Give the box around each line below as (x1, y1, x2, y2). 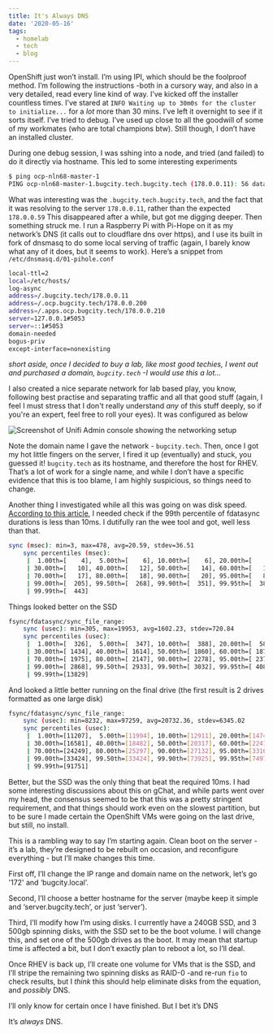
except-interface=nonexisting (8, 344, 111, 353)
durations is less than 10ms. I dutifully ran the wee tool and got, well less (8, 517, 250, 527)
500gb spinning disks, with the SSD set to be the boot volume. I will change (8, 926, 262, 936)
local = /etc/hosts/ (8, 277, 71, 285)
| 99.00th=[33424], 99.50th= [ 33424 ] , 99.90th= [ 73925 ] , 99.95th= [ (26, 755, 253, 763)
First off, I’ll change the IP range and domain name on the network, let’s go (8, 868, 258, 878)
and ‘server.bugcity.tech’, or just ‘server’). (8, 902, 148, 911)
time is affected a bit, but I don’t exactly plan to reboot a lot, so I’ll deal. (8, 943, 245, 953)
